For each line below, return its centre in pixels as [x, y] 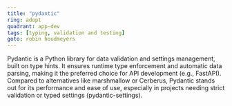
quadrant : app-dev [33, 26]
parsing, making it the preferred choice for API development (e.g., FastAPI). [114, 74]
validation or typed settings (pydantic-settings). [75, 95]
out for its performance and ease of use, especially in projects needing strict [116, 88]
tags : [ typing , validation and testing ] [66, 33]
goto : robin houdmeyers [41, 39]
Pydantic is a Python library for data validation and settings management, [111, 59]
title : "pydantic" [33, 13]
